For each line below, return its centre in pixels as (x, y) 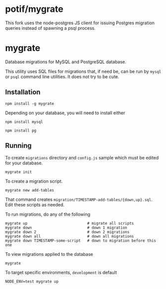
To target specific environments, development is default (61, 272)
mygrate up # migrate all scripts (70, 223)
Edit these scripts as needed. (35, 204)
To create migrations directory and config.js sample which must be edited (82, 157)
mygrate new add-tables (30, 190)
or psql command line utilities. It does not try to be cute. (62, 76)
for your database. (24, 163)
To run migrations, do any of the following (48, 214)
